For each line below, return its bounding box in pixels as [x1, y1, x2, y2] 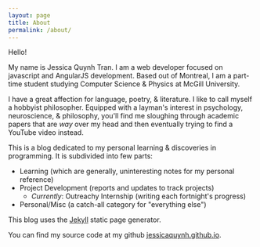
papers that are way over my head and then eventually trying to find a [8, 119, 233, 129]
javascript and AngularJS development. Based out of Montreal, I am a [8, 71, 232, 81]
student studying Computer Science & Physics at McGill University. [23, 79, 240, 89]
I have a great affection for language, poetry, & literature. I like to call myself [8, 95, 253, 104]
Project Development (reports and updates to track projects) [19, 183, 215, 193]
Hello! [8, 48, 27, 57]
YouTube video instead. [8, 128, 84, 137]
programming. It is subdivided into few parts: [8, 151, 153, 161]
